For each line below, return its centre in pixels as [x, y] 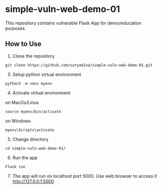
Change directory [30, 139]
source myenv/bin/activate [33, 111]
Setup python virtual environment [47, 74]
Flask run [15, 167]
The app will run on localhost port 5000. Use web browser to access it [84, 176]
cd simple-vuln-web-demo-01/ [35, 148]
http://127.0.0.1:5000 [33, 181]
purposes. [16, 28]
